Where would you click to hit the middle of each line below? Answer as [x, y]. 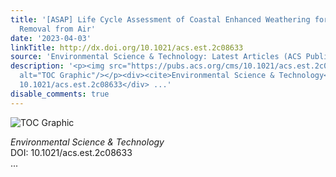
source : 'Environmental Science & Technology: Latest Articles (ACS [156, 57]
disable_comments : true [60, 94]
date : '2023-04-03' [51, 38]
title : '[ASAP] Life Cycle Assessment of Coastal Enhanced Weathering [160, 19]
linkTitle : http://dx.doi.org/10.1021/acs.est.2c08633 [127, 47]
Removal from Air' [58, 29]
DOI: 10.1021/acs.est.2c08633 [71, 152]
